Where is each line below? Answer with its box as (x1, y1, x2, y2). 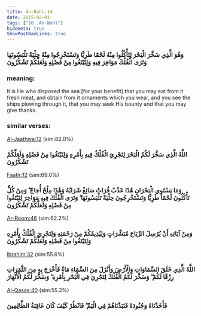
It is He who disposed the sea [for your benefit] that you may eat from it (7, 88, 184, 95)
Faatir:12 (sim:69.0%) (7, 171, 59, 178)
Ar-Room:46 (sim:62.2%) (7, 214, 69, 222)
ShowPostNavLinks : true (7, 31, 66, 37)
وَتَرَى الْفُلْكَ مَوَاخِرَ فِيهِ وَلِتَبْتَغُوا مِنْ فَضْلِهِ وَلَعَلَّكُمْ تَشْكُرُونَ (7, 58, 147, 66)
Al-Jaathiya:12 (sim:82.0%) (7, 135, 74, 142)
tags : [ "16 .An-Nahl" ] (7, 20, 63, 26)
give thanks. (7, 107, 37, 114)
